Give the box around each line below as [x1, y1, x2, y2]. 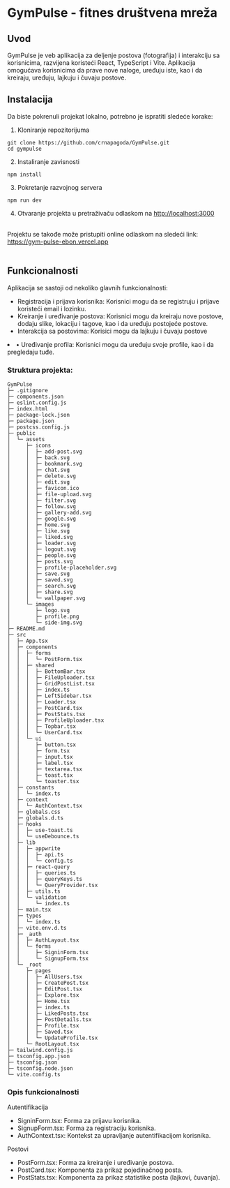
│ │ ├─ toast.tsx [7, 771, 73, 779]
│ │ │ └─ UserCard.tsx [7, 729, 82, 736]
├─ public [7, 429, 36, 437]
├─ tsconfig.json [7, 1059, 58, 1066]
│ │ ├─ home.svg [7, 521, 70, 528]
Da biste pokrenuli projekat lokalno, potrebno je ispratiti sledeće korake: [7, 112, 213, 120]
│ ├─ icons [7, 442, 52, 449]
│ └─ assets [7, 436, 45, 443]
